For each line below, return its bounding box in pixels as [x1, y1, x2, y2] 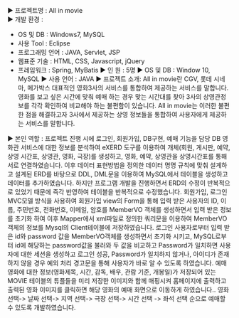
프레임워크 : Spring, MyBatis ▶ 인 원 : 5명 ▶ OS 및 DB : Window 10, [17, 66, 211, 74]
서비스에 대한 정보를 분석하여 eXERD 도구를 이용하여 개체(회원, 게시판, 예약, [20, 143, 230, 152]
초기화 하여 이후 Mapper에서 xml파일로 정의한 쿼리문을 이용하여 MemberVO [14, 214, 228, 223]
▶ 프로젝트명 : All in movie [7, 6, 83, 14]
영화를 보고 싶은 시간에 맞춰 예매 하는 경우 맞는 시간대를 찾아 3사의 [17, 92, 202, 101]
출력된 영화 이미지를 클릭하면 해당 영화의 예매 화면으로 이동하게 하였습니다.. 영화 [7, 285, 230, 294]
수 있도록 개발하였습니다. [7, 303, 76, 312]
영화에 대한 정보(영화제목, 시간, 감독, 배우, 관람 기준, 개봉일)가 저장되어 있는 [7, 267, 217, 276]
